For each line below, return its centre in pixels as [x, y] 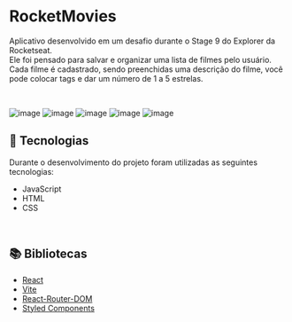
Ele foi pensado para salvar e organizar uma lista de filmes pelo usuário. [141, 59]
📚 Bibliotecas [48, 254]
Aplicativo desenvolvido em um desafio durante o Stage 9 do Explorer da [142, 41]
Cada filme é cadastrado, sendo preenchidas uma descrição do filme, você [146, 69]
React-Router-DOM [57, 298]
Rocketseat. [31, 50]
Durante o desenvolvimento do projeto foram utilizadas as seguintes [134, 162]
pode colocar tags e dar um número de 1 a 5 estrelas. [106, 78]
